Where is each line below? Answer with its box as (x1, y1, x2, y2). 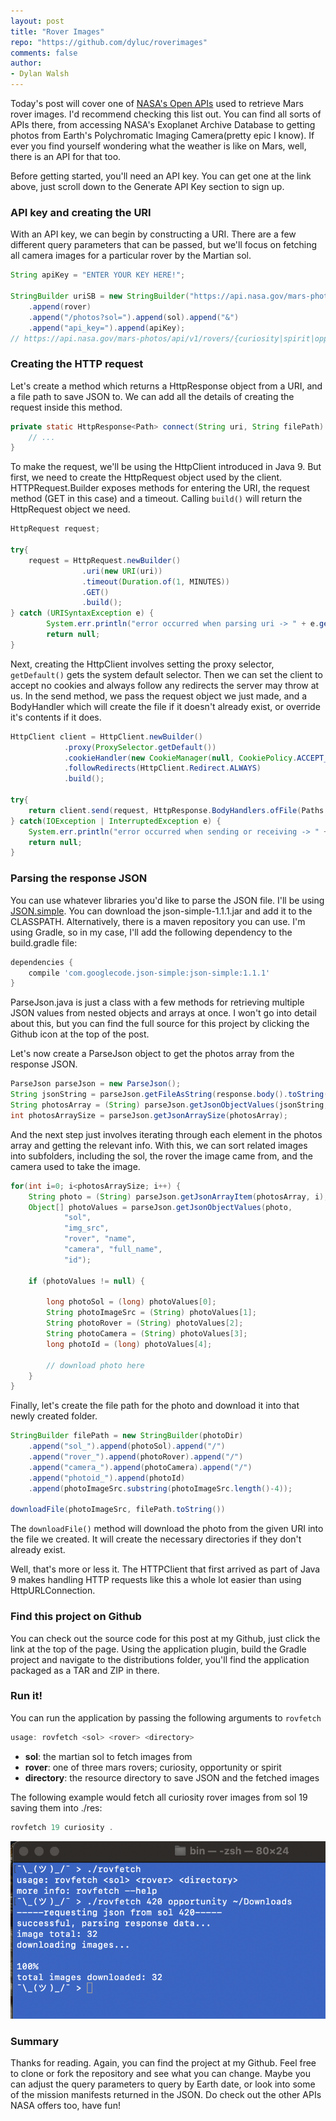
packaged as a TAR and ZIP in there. (10, 1664, 160, 1676)
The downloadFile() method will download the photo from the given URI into (10, 1523, 324, 1535)
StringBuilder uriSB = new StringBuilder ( (10, 291, 190, 302)
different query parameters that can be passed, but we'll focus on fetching (10, 239, 318, 251)
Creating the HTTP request (10, 357, 144, 371)
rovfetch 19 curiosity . (10, 1822, 114, 1832)
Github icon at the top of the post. (10, 1028, 150, 1040)
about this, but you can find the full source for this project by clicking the (10, 1018, 310, 1030)
